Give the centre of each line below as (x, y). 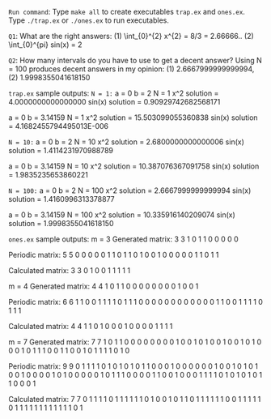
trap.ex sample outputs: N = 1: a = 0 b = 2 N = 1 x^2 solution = (114, 93)
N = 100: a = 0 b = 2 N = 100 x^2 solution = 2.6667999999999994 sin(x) (130, 190)
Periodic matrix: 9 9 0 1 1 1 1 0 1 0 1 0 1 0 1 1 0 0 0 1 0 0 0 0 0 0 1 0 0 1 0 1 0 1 (133, 366)
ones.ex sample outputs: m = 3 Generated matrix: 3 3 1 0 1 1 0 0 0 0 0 (123, 239)
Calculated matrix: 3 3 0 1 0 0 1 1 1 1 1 (70, 270)
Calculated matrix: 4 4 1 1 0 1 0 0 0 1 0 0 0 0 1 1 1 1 (91, 326)
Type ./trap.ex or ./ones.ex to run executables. (89, 20)
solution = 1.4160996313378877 (61, 199)
